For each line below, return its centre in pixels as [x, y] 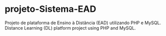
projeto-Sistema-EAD [50, 9]
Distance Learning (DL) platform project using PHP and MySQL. [70, 28]
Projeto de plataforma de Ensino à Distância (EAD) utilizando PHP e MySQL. [83, 23]
